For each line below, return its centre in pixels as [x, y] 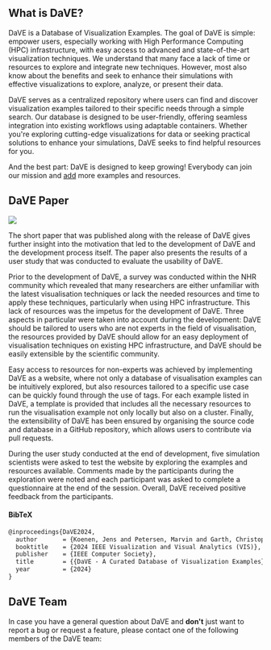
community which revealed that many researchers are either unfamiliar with [134, 285]
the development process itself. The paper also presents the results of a [128, 252]
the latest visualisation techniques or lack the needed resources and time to [134, 294]
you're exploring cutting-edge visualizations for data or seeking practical [129, 134]
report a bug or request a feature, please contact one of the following [124, 630]
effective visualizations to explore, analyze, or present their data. [116, 84]
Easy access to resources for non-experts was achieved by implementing [130, 369]
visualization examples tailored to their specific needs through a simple [126, 108]
